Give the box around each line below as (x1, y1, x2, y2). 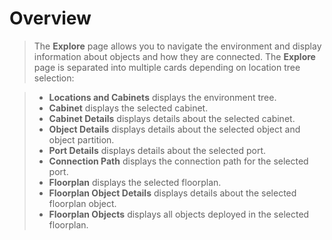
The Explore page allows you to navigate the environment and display (33, 40, 322, 52)
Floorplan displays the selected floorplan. (48, 176, 222, 188)
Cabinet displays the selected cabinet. (48, 102, 209, 114)
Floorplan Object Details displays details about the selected (48, 187, 297, 199)
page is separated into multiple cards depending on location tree (33, 61, 301, 73)
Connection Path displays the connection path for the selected (48, 155, 309, 167)
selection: (33, 72, 75, 84)
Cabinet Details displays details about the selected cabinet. (48, 112, 296, 124)
